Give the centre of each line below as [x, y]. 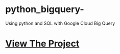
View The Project [42, 44]
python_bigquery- [45, 9]
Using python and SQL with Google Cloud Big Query [60, 23]
